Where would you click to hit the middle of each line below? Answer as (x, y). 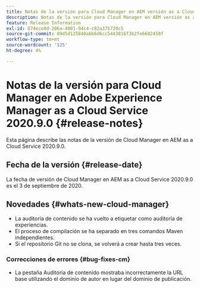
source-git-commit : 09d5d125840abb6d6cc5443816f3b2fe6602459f (85, 34)
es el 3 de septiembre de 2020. (45, 185)
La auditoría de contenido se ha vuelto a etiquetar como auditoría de (99, 219)
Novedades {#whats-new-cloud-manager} (88, 204)
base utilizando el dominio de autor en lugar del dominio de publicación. (103, 278)
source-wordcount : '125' (37, 45)
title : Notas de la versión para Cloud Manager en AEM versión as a (93, 12)
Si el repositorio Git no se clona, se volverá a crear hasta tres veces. (98, 244)
